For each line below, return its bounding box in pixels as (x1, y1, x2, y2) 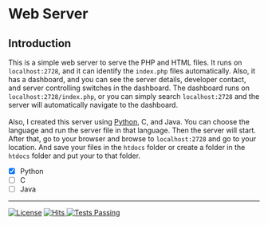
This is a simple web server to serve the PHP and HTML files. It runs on (8, 57, 242, 67)
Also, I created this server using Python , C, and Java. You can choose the (8, 117, 250, 126)
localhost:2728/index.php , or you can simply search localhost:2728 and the (8, 92, 260, 101)
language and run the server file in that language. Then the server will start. (8, 125, 257, 135)
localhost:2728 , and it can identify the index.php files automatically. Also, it (8, 66, 256, 76)
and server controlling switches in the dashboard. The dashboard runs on (8, 83, 250, 93)
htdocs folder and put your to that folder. (8, 151, 141, 160)
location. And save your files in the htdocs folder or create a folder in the (8, 143, 246, 152)
